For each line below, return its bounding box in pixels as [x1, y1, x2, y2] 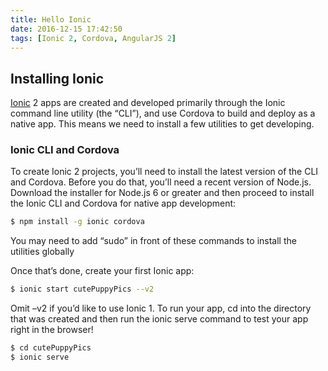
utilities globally [10, 246, 75, 258]
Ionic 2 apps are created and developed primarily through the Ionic [10, 97, 286, 109]
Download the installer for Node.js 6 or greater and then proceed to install [10, 187, 315, 199]
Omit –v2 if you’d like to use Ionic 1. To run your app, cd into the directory [10, 302, 312, 315]
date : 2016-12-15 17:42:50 [10, 24, 123, 34]
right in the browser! [10, 324, 94, 336]
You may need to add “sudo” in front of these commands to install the [10, 235, 297, 247]
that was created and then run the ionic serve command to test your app [10, 313, 309, 325]
